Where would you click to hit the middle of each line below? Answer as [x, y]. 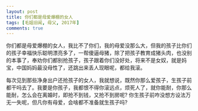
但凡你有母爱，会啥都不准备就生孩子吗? [80, 102]
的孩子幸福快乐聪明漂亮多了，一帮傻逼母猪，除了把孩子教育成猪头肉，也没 [96, 53]
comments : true [25, 28]
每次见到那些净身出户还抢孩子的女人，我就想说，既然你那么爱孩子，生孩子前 [99, 80]
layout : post [22, 12]
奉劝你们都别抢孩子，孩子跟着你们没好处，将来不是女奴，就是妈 [109, 60]
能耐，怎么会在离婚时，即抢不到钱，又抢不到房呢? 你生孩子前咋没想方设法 [96, 95]
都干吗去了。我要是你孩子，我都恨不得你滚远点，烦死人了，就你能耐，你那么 [99, 88]
